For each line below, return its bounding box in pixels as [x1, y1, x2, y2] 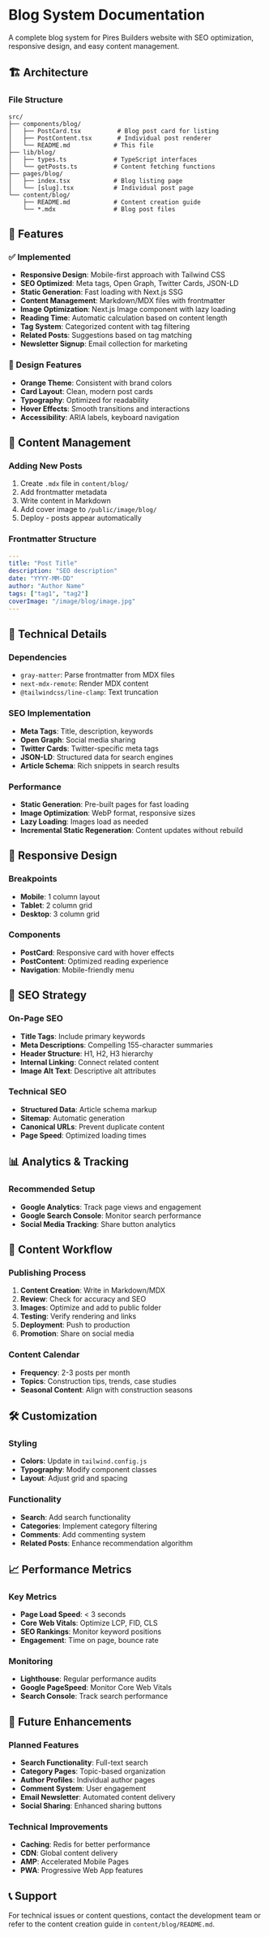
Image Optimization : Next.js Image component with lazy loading [19, 305, 237, 314]
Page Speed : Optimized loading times [19, 1130, 147, 1140]
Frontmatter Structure [8, 534, 97, 545]
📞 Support [8, 1889, 58, 1903]
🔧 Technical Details [8, 627, 108, 641]
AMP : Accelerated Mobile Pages [19, 1857, 130, 1866]
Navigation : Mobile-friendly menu [19, 964, 134, 974]
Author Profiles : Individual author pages [19, 1775, 156, 1785]
